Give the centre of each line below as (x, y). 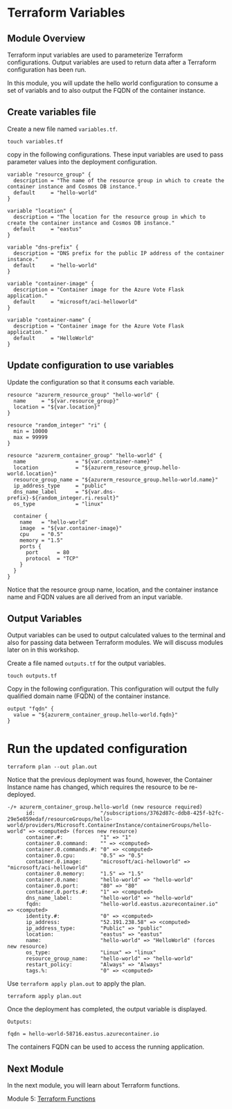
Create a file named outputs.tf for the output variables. (87, 664)
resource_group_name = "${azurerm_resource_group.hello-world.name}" (116, 479)
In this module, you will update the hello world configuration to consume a (113, 83)
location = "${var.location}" (57, 407)
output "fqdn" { (30, 709)
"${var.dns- (99, 492)
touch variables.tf (35, 141)
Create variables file (52, 112)
